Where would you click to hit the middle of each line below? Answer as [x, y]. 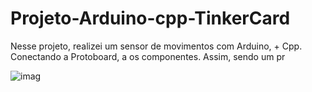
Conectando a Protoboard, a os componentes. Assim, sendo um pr [148, 56]
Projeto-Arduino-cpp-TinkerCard [150, 18]
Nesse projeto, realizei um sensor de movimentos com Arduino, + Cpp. [156, 46]
